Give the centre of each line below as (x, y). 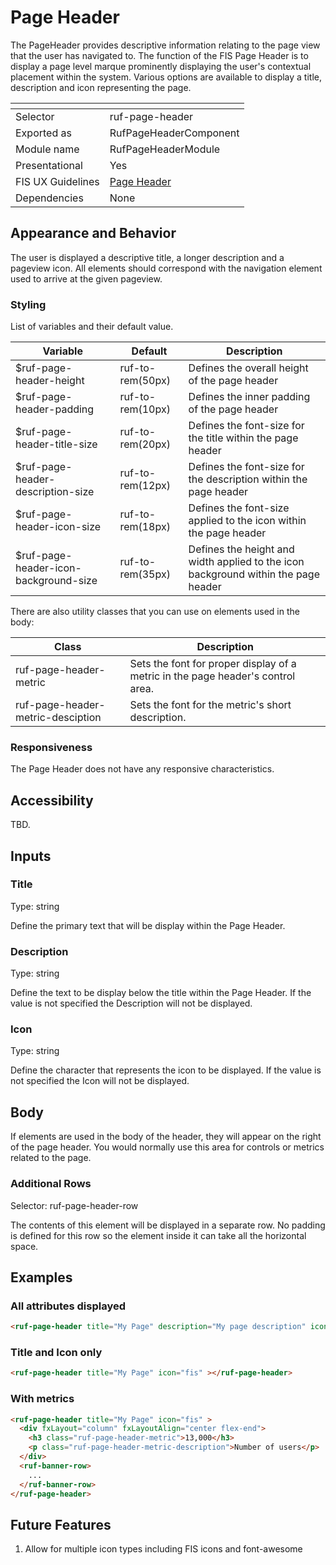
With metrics (42, 1399)
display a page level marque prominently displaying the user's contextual (161, 66)
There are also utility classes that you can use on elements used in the (155, 612)
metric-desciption (58, 718)
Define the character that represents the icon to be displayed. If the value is (166, 1070)
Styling (28, 304)
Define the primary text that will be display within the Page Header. (148, 925)
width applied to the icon (246, 562)
